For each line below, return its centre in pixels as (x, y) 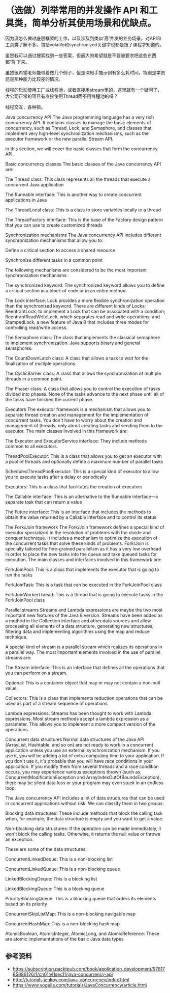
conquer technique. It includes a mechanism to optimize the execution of (81, 538)
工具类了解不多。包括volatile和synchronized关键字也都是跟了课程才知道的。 (84, 44)
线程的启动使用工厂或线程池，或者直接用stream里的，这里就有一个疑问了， (84, 90)
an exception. (20, 839)
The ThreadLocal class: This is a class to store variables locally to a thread (83, 210)
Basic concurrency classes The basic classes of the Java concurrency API (83, 164)
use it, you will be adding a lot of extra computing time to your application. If (85, 755)
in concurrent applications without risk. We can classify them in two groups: (84, 803)
